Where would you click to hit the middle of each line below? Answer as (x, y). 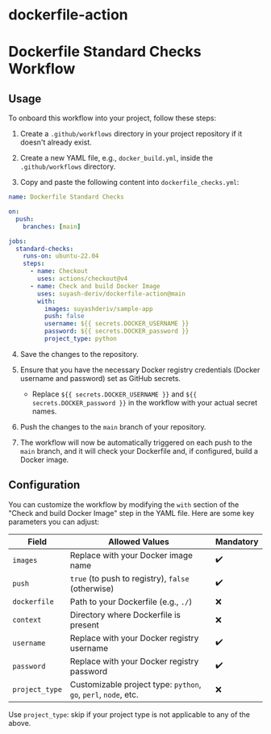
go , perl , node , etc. (104, 694)
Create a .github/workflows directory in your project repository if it (131, 134)
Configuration (44, 485)
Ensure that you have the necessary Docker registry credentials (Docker (140, 370)
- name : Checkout (59, 271)
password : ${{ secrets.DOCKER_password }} (117, 331)
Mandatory (237, 541)
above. (20, 723)
